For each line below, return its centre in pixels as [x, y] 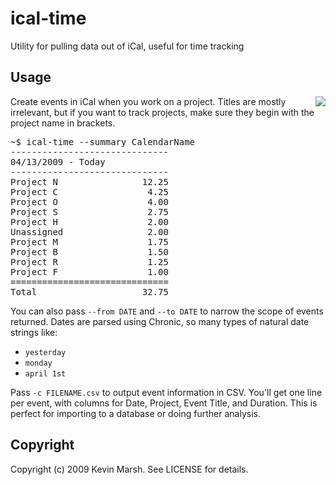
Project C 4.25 [89, 191]
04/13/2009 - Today [58, 161]
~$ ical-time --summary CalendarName [103, 141]
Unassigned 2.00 [89, 231]
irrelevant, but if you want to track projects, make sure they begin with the [162, 112]
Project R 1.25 [89, 261]
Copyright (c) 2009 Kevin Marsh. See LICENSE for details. [129, 469]
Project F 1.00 [89, 271]
